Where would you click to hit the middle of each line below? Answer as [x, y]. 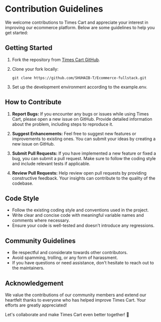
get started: [16, 32]
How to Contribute [33, 102]
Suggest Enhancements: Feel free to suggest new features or [74, 133]
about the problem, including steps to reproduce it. [63, 124]
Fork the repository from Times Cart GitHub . [56, 60]
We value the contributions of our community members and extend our [76, 295]
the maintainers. [28, 268]
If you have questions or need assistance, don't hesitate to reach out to [83, 263]
